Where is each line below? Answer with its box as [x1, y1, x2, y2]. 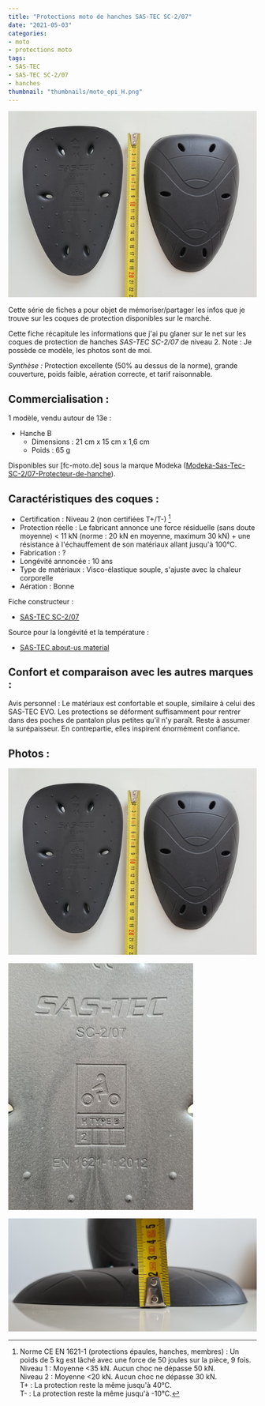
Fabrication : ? [19, 547, 66, 557]
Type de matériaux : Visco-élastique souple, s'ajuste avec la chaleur [19, 565, 242, 574]
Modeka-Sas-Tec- [185, 461, 246, 470]
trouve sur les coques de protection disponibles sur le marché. [8, 314, 211, 323]
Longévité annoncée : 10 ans [19, 556, 113, 566]
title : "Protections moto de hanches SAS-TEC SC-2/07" [8, 13, 192, 21]
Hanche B [19, 429, 52, 438]
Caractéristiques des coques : [8, 492, 159, 506]
